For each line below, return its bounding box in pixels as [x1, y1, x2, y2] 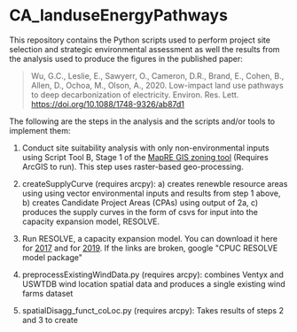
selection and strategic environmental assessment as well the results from [9, 43, 280, 54]
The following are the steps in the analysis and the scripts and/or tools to [9, 116, 276, 127]
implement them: [9, 125, 71, 135]
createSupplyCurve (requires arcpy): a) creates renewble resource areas [21, 178, 288, 189]
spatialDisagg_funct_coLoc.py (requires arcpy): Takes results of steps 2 [21, 305, 284, 315]
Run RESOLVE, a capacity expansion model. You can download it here [21, 233, 277, 243]
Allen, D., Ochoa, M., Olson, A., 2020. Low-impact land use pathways [30, 80, 284, 90]
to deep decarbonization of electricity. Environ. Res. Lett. [30, 89, 239, 100]
